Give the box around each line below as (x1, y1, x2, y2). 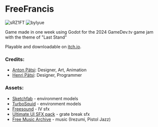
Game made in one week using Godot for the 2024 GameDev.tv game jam (5, 29, 154, 35)
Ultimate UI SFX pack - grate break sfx (12, 111, 90, 117)
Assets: (5, 85, 24, 91)
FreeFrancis (5, 3, 55, 15)
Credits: (5, 56, 25, 63)
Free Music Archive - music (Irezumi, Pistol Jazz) (12, 116, 111, 122)
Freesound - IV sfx (12, 106, 50, 112)
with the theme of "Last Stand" (5, 34, 67, 40)
